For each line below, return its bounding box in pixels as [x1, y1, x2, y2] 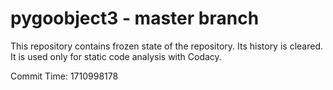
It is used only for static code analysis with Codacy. [10, 50, 222, 62]
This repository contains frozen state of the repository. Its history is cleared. [10, 40, 323, 52]
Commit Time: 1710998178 [10, 70, 119, 82]
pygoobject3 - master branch [10, 7, 260, 30]
